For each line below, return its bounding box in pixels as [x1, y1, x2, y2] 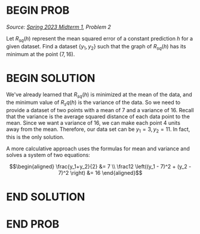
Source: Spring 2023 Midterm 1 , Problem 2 [6, 23, 112, 30]
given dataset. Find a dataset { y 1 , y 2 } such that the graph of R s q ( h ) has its [6, 42, 186, 51]
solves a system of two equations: [6, 151, 91, 158]
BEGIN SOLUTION [6, 71, 96, 85]
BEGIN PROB [6, 4, 70, 17]
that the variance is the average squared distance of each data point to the [6, 113, 190, 120]
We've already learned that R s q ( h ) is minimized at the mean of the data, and [6, 91, 192, 100]
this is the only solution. [6, 133, 64, 140]
